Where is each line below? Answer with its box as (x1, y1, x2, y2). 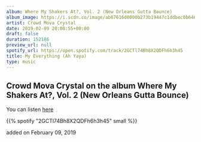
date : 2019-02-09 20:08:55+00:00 (6, 25, 90, 32)
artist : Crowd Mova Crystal (6, 20, 77, 26)
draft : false (6, 31, 39, 37)
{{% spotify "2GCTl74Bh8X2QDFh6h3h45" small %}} (6, 118, 138, 125)
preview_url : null (6, 42, 52, 48)
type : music (6, 58, 36, 64)
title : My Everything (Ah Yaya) (6, 53, 87, 59)
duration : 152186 (6, 36, 50, 42)
